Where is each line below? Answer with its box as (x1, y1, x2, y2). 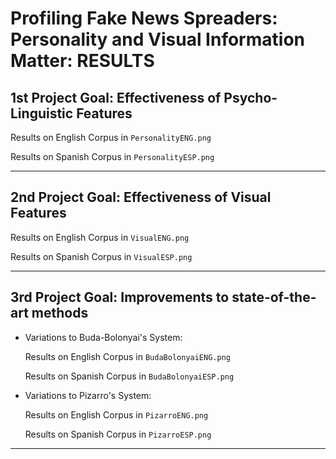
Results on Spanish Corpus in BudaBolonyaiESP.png (24, 370, 235, 382)
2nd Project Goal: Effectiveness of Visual (10, 189, 272, 206)
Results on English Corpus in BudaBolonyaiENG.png (24, 350, 231, 362)
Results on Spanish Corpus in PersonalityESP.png (10, 151, 215, 162)
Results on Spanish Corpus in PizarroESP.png (24, 428, 212, 440)
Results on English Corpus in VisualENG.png (10, 231, 190, 243)
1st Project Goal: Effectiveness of (10, 89, 222, 106)
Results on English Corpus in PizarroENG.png (24, 408, 209, 421)
